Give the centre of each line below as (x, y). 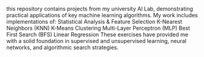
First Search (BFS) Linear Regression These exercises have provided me (97, 35)
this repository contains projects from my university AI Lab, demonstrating (100, 9)
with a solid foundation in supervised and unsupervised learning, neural (97, 41)
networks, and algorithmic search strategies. (63, 47)
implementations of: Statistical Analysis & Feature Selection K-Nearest (94, 22)
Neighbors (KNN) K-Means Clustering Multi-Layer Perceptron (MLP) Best (98, 28)
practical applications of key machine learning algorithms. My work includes (102, 15)
